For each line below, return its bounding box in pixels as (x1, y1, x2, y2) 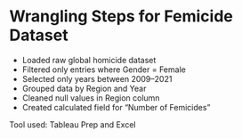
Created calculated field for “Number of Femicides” (21, 102, 211, 112)
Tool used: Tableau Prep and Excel (9, 119, 136, 130)
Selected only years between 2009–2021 (21, 73, 173, 84)
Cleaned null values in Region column (21, 92, 160, 103)
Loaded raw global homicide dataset (21, 54, 157, 65)
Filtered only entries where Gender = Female (21, 64, 187, 75)
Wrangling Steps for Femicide (9, 6, 233, 27)
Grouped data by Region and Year (21, 83, 147, 94)
